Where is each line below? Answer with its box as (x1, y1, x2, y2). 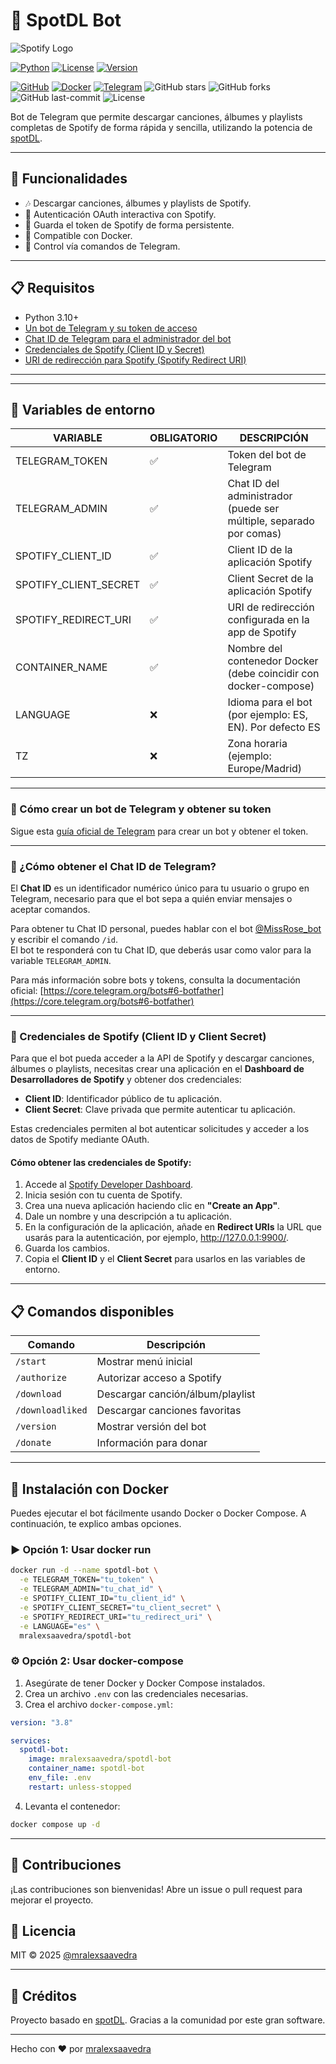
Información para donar (96, 1436, 208, 1450)
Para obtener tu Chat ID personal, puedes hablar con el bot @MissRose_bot (10, 922, 322, 934)
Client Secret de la (227, 572, 314, 586)
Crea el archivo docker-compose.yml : (24, 1698, 174, 1710)
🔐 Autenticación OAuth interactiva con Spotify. (24, 208, 217, 220)
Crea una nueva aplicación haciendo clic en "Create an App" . (24, 1200, 281, 1212)
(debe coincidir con (227, 667, 320, 681)
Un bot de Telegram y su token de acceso (24, 322, 198, 334)
